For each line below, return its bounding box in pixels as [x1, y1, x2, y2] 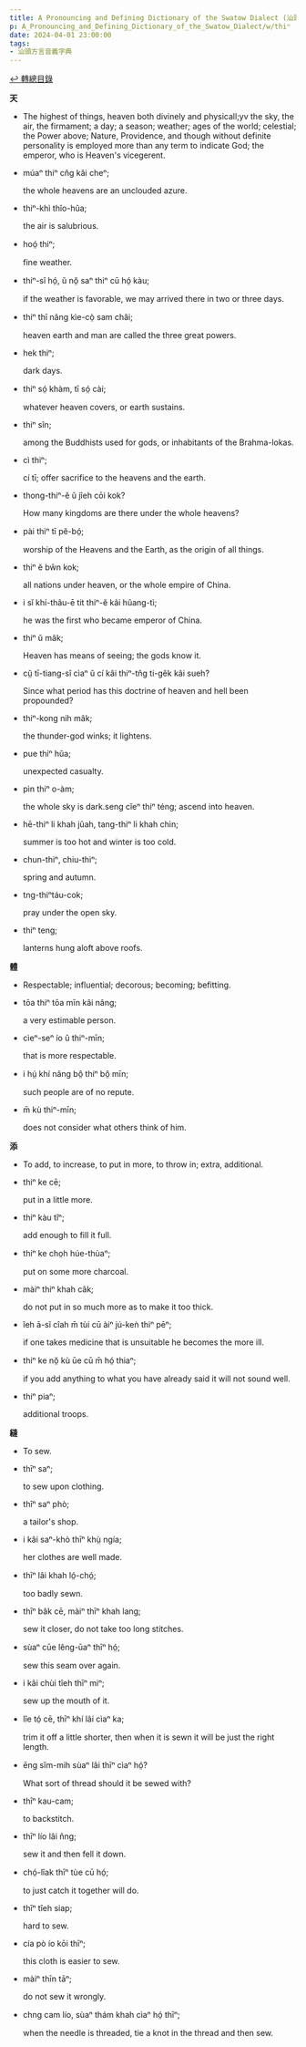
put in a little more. [22, 1194, 93, 1205]
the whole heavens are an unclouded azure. [22, 185, 188, 196]
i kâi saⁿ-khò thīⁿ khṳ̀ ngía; [22, 1534, 122, 1546]
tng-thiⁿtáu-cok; [22, 890, 84, 901]
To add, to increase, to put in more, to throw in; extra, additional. [22, 1159, 264, 1170]
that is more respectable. [22, 1050, 117, 1061]
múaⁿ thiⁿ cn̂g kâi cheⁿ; [22, 168, 109, 179]
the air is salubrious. [22, 221, 99, 232]
